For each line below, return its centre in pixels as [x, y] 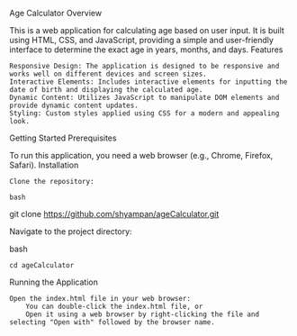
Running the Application [54, 282]
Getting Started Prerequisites [63, 138]
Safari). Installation [44, 165]
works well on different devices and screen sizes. [108, 74]
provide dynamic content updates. [74, 105]
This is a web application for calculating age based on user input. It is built [147, 30]
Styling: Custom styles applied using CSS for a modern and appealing [144, 114]
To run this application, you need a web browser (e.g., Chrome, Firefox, [141, 155]
